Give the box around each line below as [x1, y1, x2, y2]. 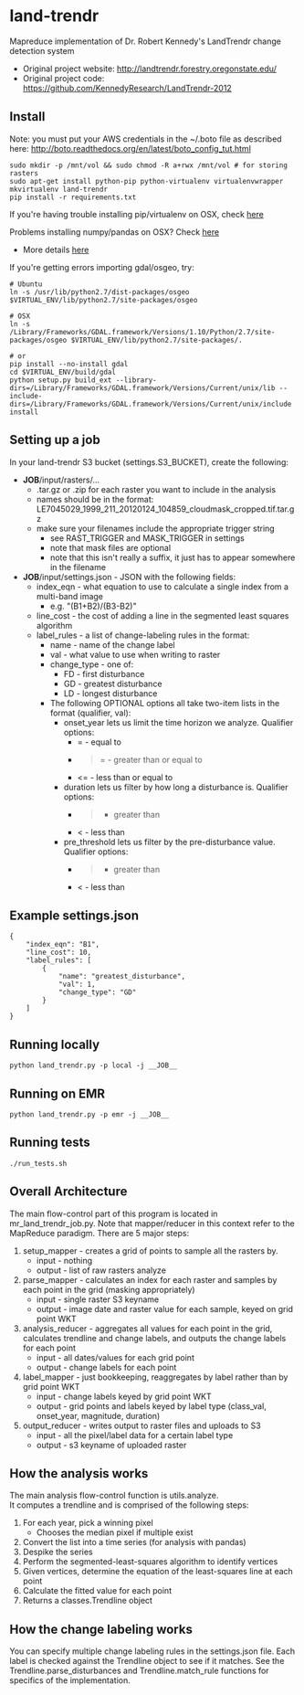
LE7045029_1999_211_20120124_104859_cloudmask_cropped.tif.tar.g [36, 503, 295, 514]
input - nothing [36, 1255, 93, 1266]
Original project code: [22, 72, 105, 83]
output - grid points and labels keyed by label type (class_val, [36, 1400, 267, 1412]
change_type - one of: [49, 659, 134, 670]
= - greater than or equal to [100, 754, 203, 765]
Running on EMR [9, 1086, 106, 1101]
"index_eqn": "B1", [26, 940, 100, 949]
